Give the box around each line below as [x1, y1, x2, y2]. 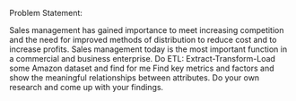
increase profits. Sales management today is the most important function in [9, 44, 288, 55]
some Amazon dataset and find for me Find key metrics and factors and [9, 63, 275, 73]
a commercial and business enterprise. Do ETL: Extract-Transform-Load [9, 54, 276, 63]
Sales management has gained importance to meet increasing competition [9, 25, 284, 35]
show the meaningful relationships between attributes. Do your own [9, 72, 260, 83]
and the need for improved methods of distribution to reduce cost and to [9, 35, 277, 45]
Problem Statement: [9, 8, 83, 18]
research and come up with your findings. [9, 82, 164, 92]
